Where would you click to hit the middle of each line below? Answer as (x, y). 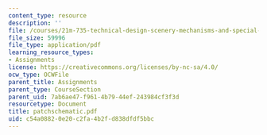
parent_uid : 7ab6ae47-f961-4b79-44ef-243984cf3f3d (94, 97)
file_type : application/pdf (55, 45)
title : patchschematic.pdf (53, 112)
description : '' (35, 23)
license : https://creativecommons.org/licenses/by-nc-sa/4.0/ (113, 67)
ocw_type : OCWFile (39, 75)
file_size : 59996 (37, 38)
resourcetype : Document (48, 104)
